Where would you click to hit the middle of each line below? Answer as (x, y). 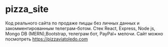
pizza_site (27, 9)
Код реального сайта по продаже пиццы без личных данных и (72, 23)
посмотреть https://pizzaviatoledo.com (47, 39)
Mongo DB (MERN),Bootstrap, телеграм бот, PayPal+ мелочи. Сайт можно (84, 33)
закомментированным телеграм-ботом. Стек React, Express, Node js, (80, 28)
